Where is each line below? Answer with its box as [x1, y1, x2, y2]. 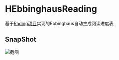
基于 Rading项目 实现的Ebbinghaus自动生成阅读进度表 [5, 20, 114, 26]
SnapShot [5, 35, 36, 44]
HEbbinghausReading [5, 3, 97, 15]
